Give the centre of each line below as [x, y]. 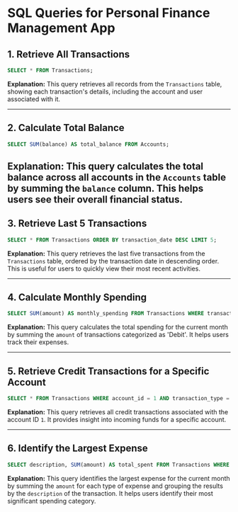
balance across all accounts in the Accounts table [117, 177]
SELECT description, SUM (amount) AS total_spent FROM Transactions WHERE [119, 465]
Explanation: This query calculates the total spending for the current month [118, 327]
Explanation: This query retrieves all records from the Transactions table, [115, 84]
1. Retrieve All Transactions [69, 54]
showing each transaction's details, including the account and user [105, 91]
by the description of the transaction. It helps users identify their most [110, 493]
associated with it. [34, 99]
